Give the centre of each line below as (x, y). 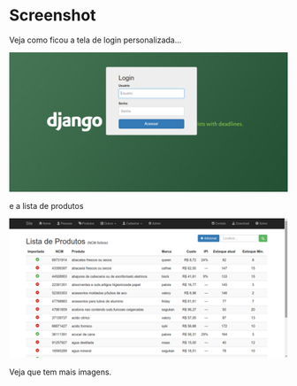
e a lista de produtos (46, 205)
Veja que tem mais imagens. (61, 372)
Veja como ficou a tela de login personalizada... (95, 40)
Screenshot (53, 15)
